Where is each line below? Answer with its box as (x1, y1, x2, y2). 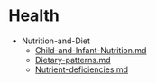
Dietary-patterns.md (34, 54, 111, 65)
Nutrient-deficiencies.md (34, 64, 128, 75)
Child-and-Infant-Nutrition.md (34, 44, 147, 55)
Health (8, 5, 60, 26)
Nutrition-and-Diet (21, 35, 91, 46)
